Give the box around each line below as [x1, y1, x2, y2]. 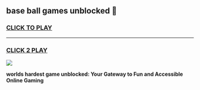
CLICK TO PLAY [6, 24, 52, 32]
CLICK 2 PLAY [6, 46, 48, 54]
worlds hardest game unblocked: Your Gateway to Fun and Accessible [6, 70, 183, 78]
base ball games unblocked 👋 [6, 6, 117, 16]
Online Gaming [6, 76, 44, 83]
